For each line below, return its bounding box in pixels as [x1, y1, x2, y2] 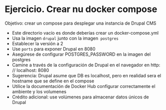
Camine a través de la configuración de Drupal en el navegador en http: [12, 62, 160, 68]
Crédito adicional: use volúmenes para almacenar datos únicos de [12, 94, 149, 100]
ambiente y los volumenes [12, 88, 66, 94]
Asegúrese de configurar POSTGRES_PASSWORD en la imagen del [12, 51, 151, 57]
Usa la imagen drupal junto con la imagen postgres [12, 35, 119, 41]
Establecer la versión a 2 [12, 40, 63, 46]
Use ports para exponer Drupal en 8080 [12, 46, 96, 52]
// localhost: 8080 [12, 67, 49, 73]
